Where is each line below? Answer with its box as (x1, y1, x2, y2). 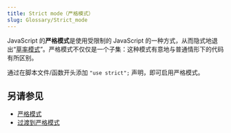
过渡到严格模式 (17, 119, 60, 127)
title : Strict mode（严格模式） (7, 10, 94, 17)
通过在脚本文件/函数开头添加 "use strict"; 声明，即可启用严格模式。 (7, 68, 204, 76)
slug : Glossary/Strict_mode (7, 17, 88, 23)
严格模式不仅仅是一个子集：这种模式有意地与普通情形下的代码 (48, 45, 224, 53)
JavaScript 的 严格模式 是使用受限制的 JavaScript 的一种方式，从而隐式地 (7, 36, 212, 45)
